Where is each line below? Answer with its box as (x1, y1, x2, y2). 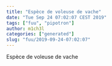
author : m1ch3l (6, 25, 45, 32)
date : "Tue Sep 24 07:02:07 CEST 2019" (6, 14, 107, 20)
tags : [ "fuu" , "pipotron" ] (6, 20, 74, 26)
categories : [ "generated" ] (6, 31, 74, 37)
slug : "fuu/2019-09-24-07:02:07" (6, 37, 91, 43)
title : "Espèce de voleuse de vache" (6, 8, 102, 15)
